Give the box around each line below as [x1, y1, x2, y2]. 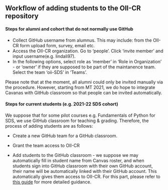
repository [5, 12, 39, 21]
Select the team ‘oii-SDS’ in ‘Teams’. [12, 69, 87, 75]
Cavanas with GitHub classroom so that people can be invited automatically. [5, 89, 162, 96]
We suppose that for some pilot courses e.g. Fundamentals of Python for [5, 112, 155, 118]
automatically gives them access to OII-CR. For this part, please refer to [12, 173, 160, 179]
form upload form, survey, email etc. [20, 42, 95, 48]
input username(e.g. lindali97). [12, 53, 76, 59]
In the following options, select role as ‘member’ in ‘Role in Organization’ [12, 58, 162, 64]
